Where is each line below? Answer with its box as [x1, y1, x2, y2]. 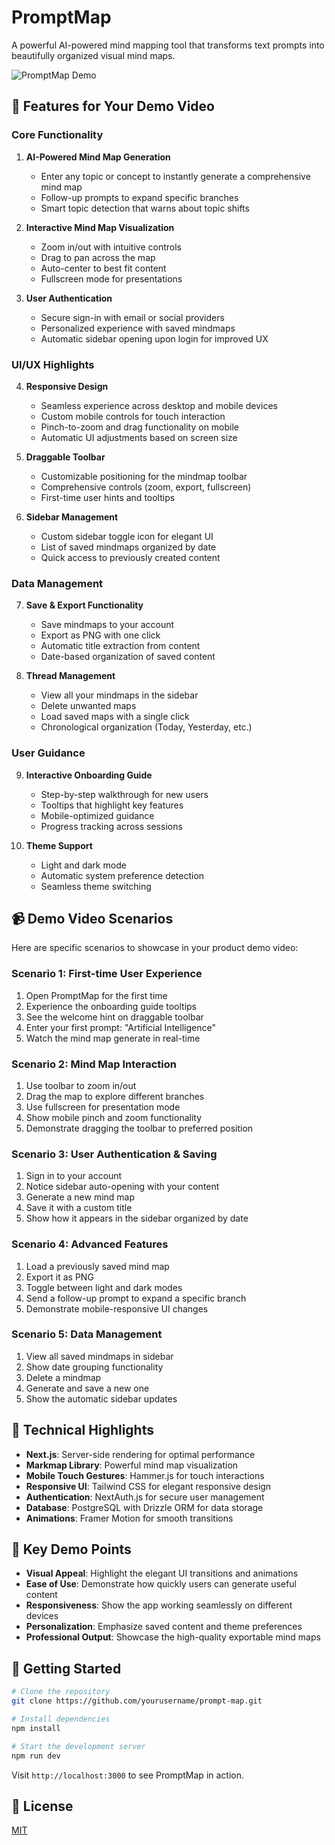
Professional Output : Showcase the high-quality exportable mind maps [25, 1631, 321, 1643]
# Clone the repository [11, 1687, 111, 1697]
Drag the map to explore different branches [25, 1090, 205, 1102]
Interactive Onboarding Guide [25, 769, 153, 781]
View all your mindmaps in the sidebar [40, 689, 199, 701]
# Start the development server [11, 1741, 146, 1751]
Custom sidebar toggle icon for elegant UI [40, 530, 214, 542]
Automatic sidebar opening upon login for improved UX [40, 332, 269, 345]
